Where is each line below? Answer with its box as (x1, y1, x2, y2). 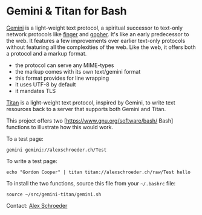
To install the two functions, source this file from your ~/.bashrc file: (6, 179, 176, 187)
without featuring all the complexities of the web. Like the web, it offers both (6, 43, 197, 51)
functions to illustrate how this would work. (6, 123, 114, 130)
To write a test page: (6, 157, 57, 164)
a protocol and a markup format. (6, 50, 87, 57)
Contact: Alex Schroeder (6, 202, 68, 209)
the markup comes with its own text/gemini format (15, 68, 141, 75)
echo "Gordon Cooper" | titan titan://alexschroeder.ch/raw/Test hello (6, 169, 191, 175)
